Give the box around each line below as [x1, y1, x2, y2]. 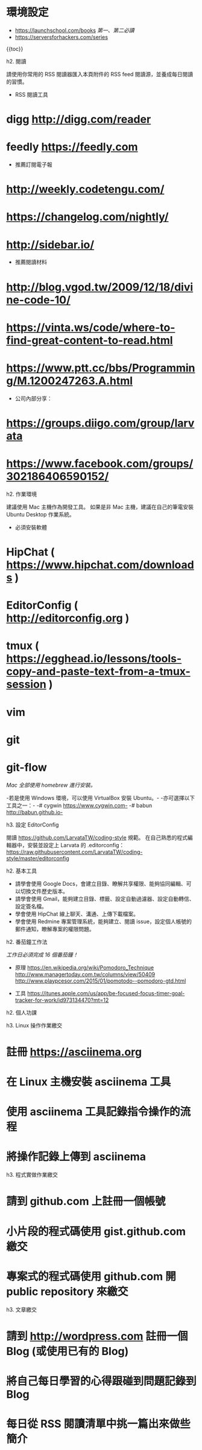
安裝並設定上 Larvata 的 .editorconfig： [27, 841, 125, 848]
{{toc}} [6, 45, 24, 52]
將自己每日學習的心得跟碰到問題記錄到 [6, 1374, 197, 1388]
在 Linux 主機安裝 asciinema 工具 [6, 1075, 171, 1089]
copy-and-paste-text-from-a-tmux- [6, 665, 191, 678]
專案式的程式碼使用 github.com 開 [6, 1269, 176, 1283]
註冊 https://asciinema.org [6, 1045, 142, 1059]
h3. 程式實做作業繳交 [6, 1171, 58, 1179]
